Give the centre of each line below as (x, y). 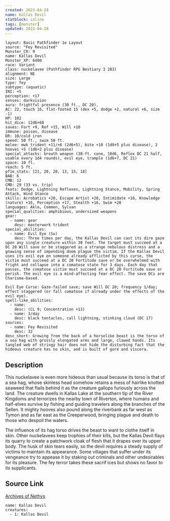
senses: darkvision (26, 101)
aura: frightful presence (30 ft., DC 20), (52, 105)
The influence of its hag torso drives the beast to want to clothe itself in (80, 430)
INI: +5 (13, 92)
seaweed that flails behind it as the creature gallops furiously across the (80, 388)
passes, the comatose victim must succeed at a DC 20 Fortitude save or (84, 270)
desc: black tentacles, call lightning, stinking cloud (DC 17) (84, 318)
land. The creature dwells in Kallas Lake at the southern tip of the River (79, 393)
